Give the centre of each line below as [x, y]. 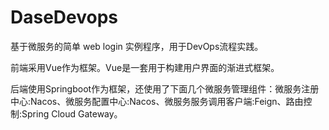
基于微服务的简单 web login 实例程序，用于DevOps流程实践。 [137, 46]
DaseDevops [64, 17]
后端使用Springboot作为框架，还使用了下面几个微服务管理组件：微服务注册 [165, 88]
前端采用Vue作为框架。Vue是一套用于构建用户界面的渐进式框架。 [145, 67]
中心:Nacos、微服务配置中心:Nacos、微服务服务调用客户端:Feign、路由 [157, 101]
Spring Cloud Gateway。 [72, 113]
